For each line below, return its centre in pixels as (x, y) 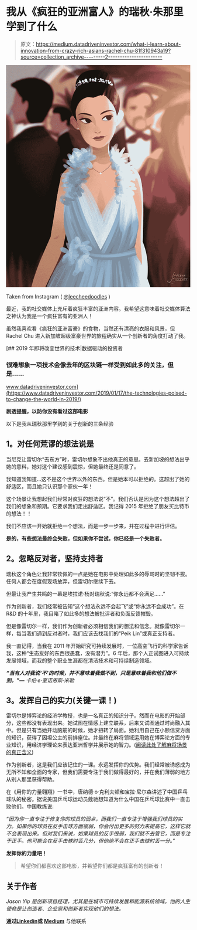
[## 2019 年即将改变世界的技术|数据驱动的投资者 (65, 348)
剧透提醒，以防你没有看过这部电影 (47, 411)
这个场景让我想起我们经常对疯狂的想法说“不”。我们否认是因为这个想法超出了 (98, 498)
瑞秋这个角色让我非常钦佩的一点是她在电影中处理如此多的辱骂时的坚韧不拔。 (98, 574)
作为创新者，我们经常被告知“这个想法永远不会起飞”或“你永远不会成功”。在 (95, 606)
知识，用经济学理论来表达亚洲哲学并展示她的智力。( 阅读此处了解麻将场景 (99, 745)
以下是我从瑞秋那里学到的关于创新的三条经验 (60, 423)
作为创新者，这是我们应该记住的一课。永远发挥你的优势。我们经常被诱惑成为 (98, 765)
